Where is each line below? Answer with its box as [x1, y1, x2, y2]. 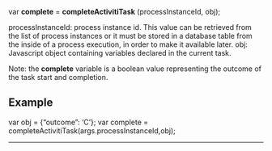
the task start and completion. [8, 73, 108, 82]
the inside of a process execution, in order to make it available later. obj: [8, 40, 249, 49]
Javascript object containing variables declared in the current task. [8, 48, 232, 57]
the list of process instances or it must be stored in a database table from [8, 31, 253, 40]
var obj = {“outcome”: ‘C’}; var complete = [8, 117, 149, 127]
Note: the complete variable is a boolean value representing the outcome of [8, 64, 261, 73]
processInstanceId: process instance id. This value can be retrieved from [8, 23, 253, 31]
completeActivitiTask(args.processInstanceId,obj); [8, 125, 176, 136]
